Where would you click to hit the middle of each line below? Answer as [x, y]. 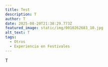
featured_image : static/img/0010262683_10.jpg [54, 28]
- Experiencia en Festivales [40, 46]
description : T [21, 14]
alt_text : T [17, 33]
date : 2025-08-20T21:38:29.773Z [39, 23]
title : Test [17, 10]
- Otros [18, 42]
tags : [11, 37]
